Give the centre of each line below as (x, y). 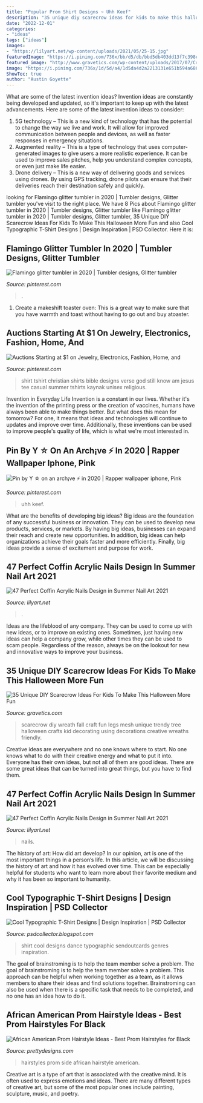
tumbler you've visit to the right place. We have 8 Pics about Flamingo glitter (101, 204)
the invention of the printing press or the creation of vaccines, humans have (101, 405)
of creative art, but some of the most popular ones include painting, (90, 1087)
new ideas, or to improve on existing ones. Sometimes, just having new (95, 633)
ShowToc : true (24, 74)
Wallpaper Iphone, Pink (51, 463)
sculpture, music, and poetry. (43, 1093)
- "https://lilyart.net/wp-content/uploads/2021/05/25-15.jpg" (88, 51)
